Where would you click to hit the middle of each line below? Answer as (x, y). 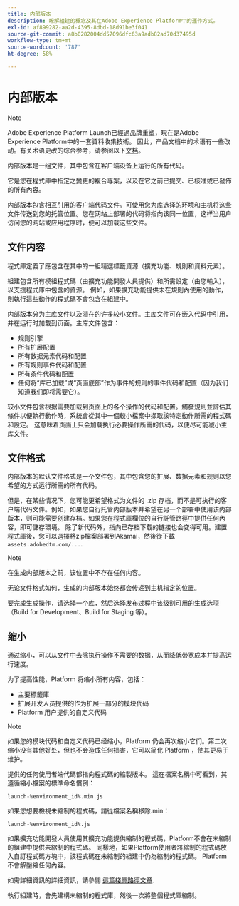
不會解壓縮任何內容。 (38, 865)
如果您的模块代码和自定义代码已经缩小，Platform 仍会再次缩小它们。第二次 (117, 741)
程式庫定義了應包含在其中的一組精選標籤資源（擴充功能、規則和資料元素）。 (118, 265)
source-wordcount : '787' (44, 47)
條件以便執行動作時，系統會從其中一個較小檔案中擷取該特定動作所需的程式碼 (119, 415)
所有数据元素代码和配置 (52, 356)
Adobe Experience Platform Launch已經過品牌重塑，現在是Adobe (103, 132)
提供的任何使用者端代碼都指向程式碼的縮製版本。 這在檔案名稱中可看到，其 (117, 774)
